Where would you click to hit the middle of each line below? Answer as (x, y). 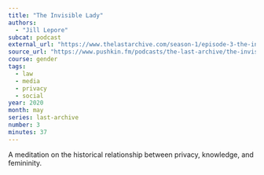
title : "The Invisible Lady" (56, 15)
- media (28, 81)
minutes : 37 (27, 132)
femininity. (25, 162)
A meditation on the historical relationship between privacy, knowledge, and (131, 155)
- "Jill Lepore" (42, 30)
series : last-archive (44, 118)
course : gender (33, 60)
